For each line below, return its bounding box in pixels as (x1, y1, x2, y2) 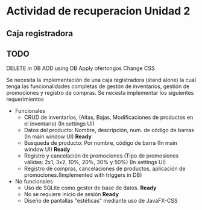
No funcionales (14, 178, 53, 185)
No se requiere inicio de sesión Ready (24, 191, 119, 198)
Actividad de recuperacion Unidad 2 (6, 4, 191, 18)
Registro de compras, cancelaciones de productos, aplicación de (24, 165, 186, 173)
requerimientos (6, 95, 44, 103)
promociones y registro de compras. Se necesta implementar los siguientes (6, 89, 194, 97)
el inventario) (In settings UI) (24, 120, 95, 127)
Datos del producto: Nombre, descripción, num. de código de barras (24, 127, 194, 134)
